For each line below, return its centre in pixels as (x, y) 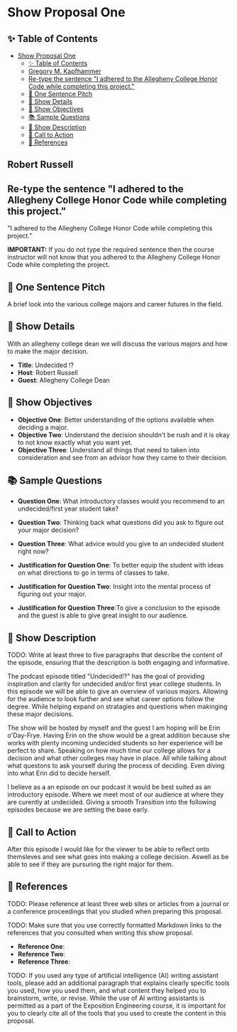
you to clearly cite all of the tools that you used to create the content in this (117, 1013)
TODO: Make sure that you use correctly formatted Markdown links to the (115, 925)
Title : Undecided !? (46, 365)
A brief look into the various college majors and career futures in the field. (115, 304)
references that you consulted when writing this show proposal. (100, 932)
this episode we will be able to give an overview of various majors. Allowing (118, 691)
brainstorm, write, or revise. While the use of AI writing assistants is (106, 998)
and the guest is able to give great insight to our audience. (103, 615)
